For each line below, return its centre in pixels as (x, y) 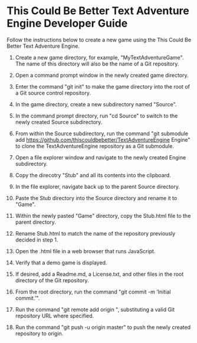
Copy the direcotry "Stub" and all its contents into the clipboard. (93, 175)
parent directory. (36, 222)
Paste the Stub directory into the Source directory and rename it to (96, 198)
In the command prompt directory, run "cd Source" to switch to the (96, 116)
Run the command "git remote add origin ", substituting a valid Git (95, 309)
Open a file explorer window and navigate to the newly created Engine (101, 157)
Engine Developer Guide (67, 23)
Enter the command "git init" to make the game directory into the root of (103, 86)
